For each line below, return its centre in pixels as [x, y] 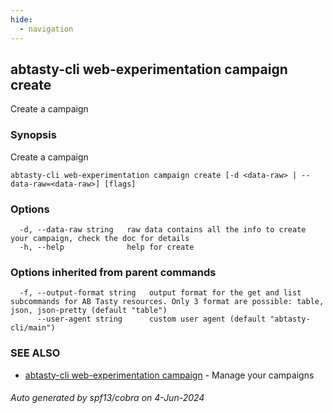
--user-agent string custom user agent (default [151, 319]
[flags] [120, 184]
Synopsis [33, 135]
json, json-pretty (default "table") [89, 311]
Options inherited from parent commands [113, 272]
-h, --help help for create [107, 247]
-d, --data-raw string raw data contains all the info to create [163, 229]
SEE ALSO [35, 353]
